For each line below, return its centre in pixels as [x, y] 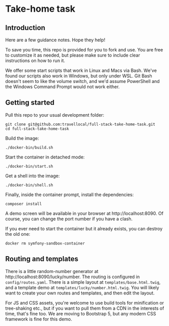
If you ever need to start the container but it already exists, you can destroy [84, 228]
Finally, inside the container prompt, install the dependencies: [70, 195]
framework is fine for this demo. [39, 319]
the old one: [18, 234]
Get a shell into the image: [32, 176]
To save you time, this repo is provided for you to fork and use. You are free [84, 50]
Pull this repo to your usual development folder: [55, 115]
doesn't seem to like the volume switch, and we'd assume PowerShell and [82, 81]
